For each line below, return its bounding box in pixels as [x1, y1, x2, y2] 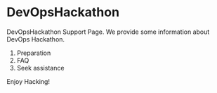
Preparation [16, 49, 51, 57]
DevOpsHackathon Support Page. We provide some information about [6, 27, 210, 36]
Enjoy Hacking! [6, 77, 51, 85]
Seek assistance [16, 63, 65, 72]
